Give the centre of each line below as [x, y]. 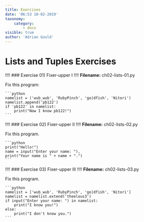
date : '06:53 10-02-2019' [32, 14]
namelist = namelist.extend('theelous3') [48, 196]
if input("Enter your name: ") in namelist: [52, 201]
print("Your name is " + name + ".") [44, 156]
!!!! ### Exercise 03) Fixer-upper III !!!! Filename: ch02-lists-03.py [72, 169]
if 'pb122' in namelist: [31, 106]
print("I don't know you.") [43, 214]
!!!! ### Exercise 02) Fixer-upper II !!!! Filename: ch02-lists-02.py [72, 124]
